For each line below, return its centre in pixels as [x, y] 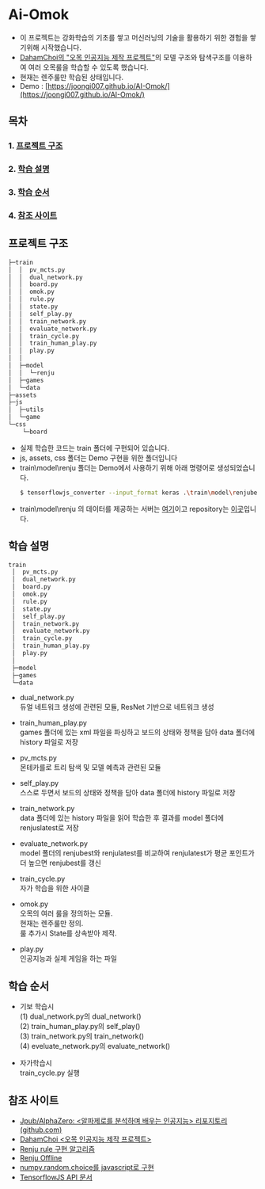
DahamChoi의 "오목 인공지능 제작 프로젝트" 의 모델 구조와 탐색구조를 [125, 57]
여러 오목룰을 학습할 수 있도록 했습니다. [88, 67]
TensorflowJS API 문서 [56, 1177]
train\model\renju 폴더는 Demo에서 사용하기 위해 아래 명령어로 [117, 467]
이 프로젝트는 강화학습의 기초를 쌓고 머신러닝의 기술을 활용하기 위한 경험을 [134, 37]
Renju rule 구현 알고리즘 [57, 1149]
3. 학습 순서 [29, 192]
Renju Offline [41, 1158]
